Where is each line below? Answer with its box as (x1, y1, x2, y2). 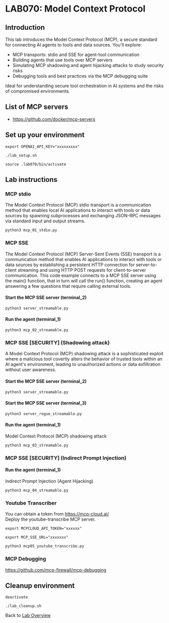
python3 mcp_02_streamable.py (5, 328, 69, 333)
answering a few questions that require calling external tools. (5, 283, 132, 289)
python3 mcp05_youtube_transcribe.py (5, 544, 84, 549)
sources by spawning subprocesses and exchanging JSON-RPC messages (5, 213, 161, 219)
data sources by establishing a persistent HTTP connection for (5, 262, 135, 268)
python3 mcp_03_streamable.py (5, 443, 69, 448)
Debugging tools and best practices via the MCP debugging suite (12, 73, 148, 79)
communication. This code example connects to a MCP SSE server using (5, 272, 156, 278)
